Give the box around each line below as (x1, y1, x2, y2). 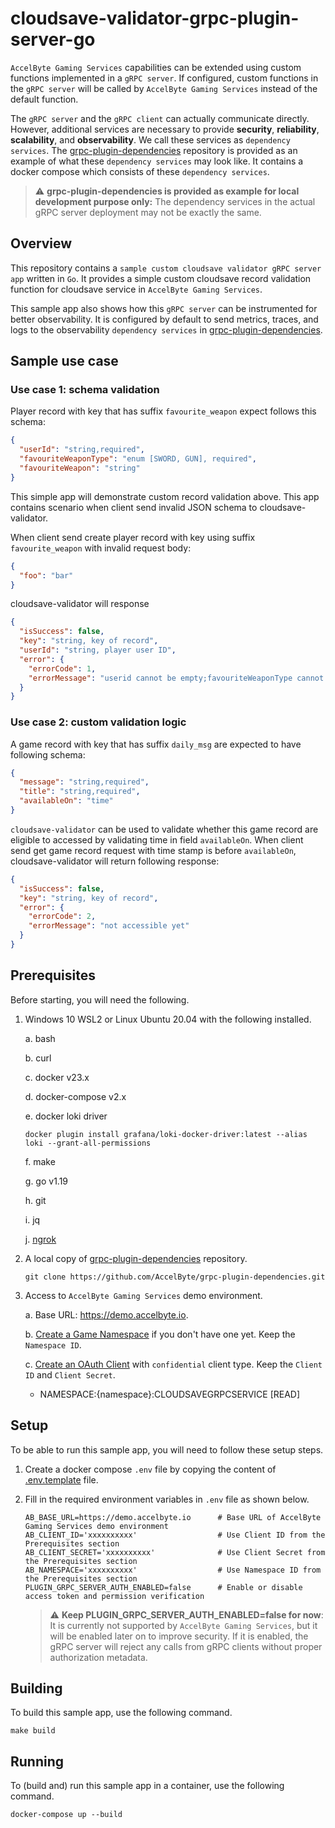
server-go (10, 28, 96, 51)
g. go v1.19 (24, 1175, 69, 1187)
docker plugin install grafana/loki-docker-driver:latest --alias (24, 1129, 308, 1139)
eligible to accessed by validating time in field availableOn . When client (10, 833, 304, 846)
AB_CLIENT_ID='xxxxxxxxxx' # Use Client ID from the (24, 1530, 326, 1540)
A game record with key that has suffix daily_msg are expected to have (10, 738, 302, 750)
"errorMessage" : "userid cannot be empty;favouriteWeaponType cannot (28, 673, 325, 683)
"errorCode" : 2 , (28, 912, 97, 922)
